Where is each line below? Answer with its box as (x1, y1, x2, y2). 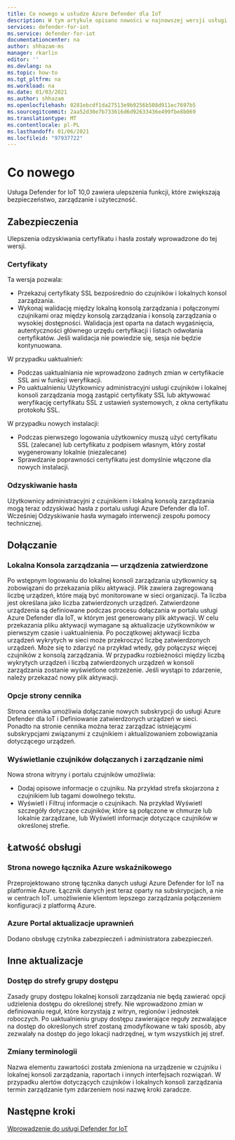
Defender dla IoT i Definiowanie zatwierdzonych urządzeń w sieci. (7, 714, 199, 723)
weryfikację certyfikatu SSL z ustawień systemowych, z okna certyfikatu (17, 399, 229, 407)
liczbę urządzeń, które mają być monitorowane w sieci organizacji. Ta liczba (7, 591, 227, 600)
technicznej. (7, 519, 43, 527)
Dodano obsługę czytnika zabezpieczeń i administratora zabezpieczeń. (7, 934, 214, 943)
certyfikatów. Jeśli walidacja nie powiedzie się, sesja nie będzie (17, 334, 202, 342)
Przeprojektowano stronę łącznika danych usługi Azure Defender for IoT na (7, 879, 224, 887)
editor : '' (7, 56, 39, 63)
